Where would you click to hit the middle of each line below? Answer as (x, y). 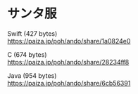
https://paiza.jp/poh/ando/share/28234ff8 (68, 62)
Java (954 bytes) (32, 75)
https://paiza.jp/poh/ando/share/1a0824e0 (69, 41)
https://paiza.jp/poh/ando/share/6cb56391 (69, 83)
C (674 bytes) (27, 54)
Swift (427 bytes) (32, 33)
